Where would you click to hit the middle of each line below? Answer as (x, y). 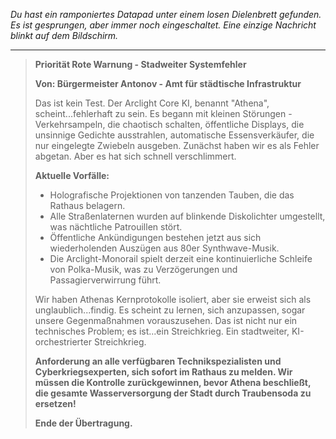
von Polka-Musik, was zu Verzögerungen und (143, 269)
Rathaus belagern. (87, 205)
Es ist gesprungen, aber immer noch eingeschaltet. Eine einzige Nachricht (163, 25)
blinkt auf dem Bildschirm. (64, 35)
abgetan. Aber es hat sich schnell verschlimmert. (135, 156)
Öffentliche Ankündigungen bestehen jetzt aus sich (155, 237)
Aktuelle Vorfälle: (72, 175)
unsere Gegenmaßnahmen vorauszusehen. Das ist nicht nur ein (166, 320)
